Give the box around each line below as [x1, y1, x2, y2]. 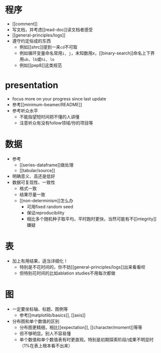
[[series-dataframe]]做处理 [19, 162, 74, 168]
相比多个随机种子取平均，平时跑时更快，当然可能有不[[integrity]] [26, 216, 157, 222]
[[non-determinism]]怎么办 [19, 197, 74, 203]
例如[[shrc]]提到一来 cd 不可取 [19, 44, 78, 50]
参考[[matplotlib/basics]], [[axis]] [19, 312, 86, 318]
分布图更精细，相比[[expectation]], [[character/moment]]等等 [19, 324, 142, 330]
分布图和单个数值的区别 [12, 318, 60, 324]
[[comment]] [12, 20, 38, 27]
